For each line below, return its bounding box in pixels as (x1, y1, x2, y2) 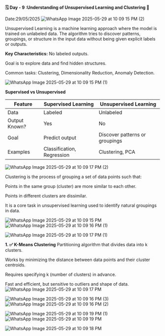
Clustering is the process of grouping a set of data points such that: (5, 174, 142, 180)
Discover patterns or (99, 131, 146, 138)
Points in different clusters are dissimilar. (5, 193, 87, 199)
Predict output (43, 134, 77, 141)
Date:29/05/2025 (5, 16, 40, 22)
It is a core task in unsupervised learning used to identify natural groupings (5, 202, 157, 208)
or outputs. (5, 41, 27, 47)
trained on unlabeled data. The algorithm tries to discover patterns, (5, 31, 141, 37)
